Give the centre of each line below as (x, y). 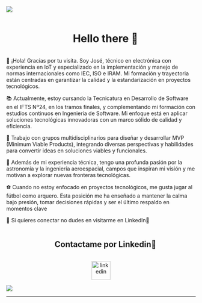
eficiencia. (19, 126)
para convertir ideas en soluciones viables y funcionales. (77, 151)
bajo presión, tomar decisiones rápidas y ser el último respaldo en (88, 202)
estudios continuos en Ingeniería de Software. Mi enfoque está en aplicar (97, 113)
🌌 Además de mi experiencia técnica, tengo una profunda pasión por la (94, 162)
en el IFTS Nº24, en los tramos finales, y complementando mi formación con (101, 107)
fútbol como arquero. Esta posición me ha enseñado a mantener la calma (97, 196)
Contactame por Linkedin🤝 (106, 244)
